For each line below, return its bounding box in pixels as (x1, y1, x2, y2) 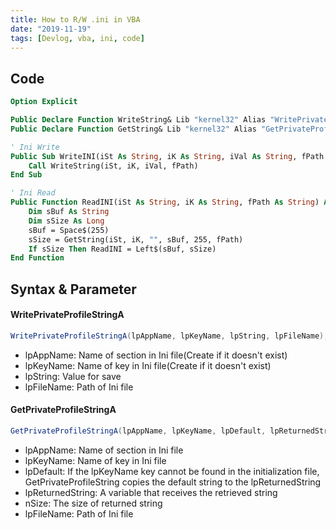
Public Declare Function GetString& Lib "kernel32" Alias (10, 124, 257, 134)
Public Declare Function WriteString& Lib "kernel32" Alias (10, 115, 267, 125)
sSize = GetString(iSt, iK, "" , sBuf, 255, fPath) (28, 234, 244, 245)
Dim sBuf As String (28, 207, 110, 217)
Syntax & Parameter (10, 281, 137, 298)
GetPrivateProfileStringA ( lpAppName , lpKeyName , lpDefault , (10, 426, 267, 436)
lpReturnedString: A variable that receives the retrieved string (24, 486, 278, 498)
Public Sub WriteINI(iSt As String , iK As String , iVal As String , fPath (10, 151, 325, 161)
